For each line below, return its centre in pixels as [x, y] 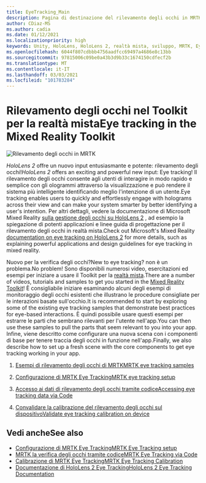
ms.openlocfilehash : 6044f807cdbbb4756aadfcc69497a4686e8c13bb [89, 52]
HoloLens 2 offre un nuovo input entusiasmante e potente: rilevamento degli [102, 165]
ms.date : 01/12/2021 [33, 35]
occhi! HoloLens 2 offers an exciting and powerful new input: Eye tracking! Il [102, 172]
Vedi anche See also [45, 433]
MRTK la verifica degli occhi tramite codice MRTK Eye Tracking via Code [106, 454]
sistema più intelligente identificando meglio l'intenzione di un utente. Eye [98, 192]
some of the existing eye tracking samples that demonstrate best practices [101, 308]
